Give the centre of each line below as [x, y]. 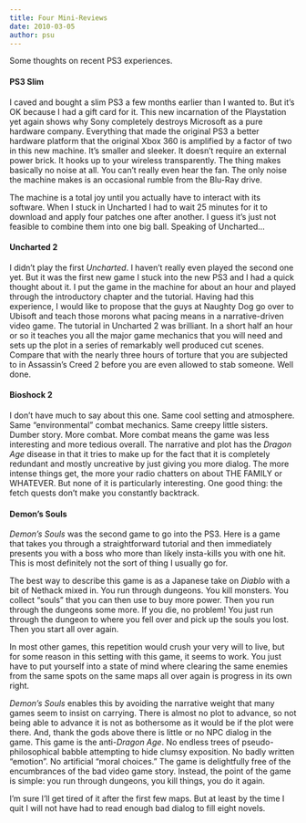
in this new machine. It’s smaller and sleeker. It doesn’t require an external [148, 151]
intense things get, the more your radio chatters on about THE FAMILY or [146, 473]
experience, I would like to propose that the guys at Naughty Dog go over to [152, 306]
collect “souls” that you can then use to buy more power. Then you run [142, 600]
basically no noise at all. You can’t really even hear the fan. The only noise [148, 170]
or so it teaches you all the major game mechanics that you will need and [146, 335]
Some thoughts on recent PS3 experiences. [91, 61]
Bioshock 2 [31, 395]
